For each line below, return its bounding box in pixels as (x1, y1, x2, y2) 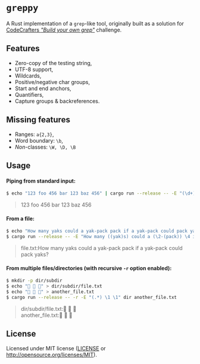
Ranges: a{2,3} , (14, 131, 54, 138)
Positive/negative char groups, (14, 78, 90, 85)
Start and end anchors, (14, 85, 71, 92)
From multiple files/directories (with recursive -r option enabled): (6, 264, 172, 272)
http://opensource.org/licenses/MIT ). (6, 351, 97, 358)
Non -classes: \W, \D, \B (14, 143, 76, 150)
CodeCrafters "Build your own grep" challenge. (6, 26, 122, 33)
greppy (6, 2, 39, 14)
